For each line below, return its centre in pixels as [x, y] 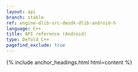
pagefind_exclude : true [36, 46]
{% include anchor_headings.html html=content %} [69, 62]
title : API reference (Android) [46, 34]
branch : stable [25, 17]
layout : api [21, 12]
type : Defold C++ [28, 40]
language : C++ [24, 28]
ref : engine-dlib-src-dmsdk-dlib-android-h [61, 23]
